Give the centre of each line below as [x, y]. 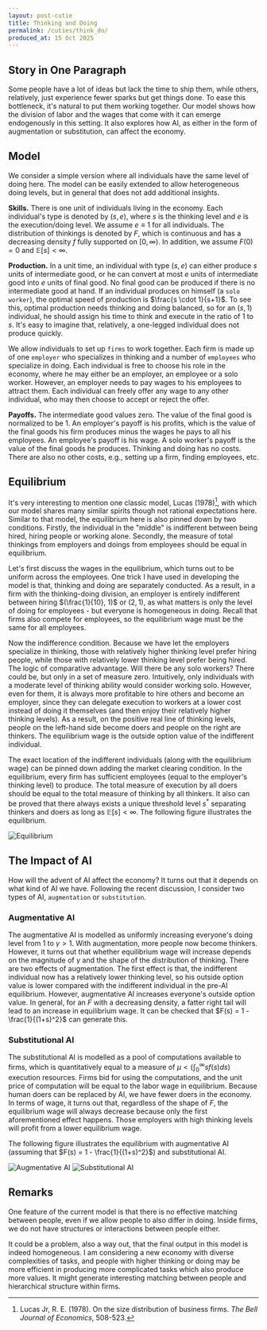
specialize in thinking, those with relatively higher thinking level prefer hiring [132, 651]
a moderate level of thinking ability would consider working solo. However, [130, 686]
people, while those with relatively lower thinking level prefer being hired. [128, 660]
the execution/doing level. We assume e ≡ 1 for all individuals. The [116, 224]
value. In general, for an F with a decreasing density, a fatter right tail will [127, 1002]
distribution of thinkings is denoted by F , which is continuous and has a [125, 233]
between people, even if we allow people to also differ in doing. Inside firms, [133, 1220]
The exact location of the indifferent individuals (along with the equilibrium [130, 760]
